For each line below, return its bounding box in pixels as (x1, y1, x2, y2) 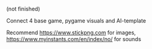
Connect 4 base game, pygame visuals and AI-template (6, 17, 147, 24)
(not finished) (6, 6, 41, 12)
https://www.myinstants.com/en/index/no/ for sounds (6, 36, 142, 42)
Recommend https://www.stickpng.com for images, (6, 29, 136, 36)
